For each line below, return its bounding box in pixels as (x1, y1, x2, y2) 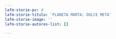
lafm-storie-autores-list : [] (5, 21, 69, 27)
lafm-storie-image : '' (5, 17, 53, 22)
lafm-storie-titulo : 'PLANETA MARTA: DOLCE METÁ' (5, 12, 112, 17)
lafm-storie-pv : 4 (5, 7, 44, 13)
